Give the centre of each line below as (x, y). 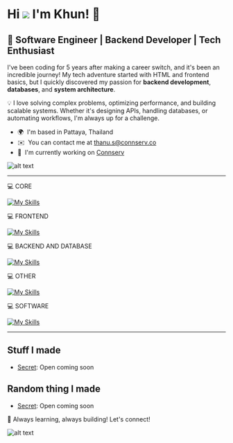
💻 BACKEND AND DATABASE (50, 246)
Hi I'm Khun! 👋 (54, 14)
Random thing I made (54, 389)
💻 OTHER (21, 276)
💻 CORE (20, 186)
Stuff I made (34, 350)
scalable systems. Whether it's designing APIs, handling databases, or (107, 111)
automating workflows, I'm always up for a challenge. (83, 118)
